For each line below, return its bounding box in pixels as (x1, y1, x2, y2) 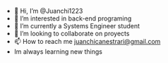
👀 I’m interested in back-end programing (13, 14, 132, 23)
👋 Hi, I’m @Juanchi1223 (13, 7, 83, 15)
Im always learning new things (13, 47, 102, 56)
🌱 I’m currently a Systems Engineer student (13, 22, 140, 30)
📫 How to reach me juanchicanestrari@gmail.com (13, 38, 161, 45)
